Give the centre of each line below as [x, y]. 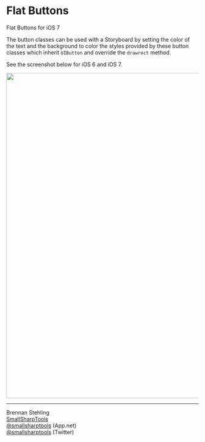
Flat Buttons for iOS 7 [33, 28]
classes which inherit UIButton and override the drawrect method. [89, 52]
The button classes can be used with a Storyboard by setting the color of [98, 39]
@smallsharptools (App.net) [41, 425]
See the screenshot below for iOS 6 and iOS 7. [64, 64]
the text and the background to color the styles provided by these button [98, 46]
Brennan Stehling [28, 412]
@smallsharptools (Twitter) [40, 432]
